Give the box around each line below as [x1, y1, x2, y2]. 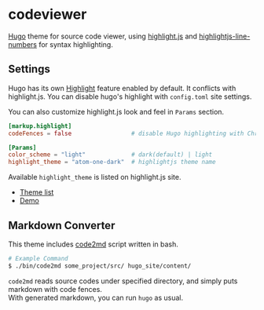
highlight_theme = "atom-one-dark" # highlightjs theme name [8, 159, 216, 166]
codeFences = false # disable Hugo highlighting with [8, 129, 244, 137]
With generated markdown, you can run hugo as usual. [8, 293, 183, 302]
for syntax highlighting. [38, 39, 114, 49]
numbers [8, 39, 38, 49]
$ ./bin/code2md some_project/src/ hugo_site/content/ [8, 261, 192, 270]
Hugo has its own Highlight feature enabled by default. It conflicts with [8, 83, 236, 93]
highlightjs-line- [199, 31, 251, 41]
